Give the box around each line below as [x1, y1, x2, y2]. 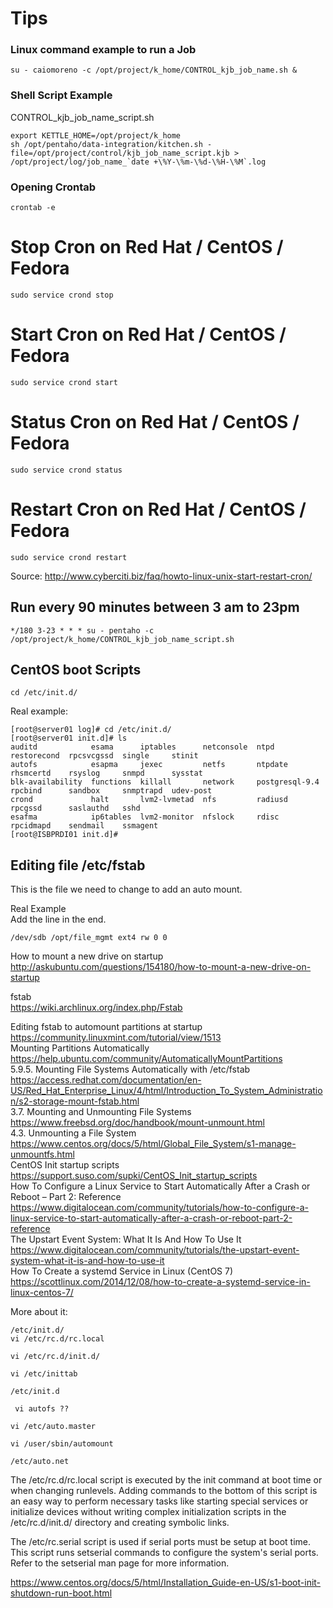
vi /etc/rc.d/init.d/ [10, 1352, 101, 1362]
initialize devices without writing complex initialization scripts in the [10, 1506, 287, 1518]
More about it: [10, 1306, 68, 1318]
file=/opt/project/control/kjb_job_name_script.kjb [10, 148, 230, 158]
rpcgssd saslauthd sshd [10, 803, 141, 814]
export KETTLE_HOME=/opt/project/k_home [10, 130, 182, 141]
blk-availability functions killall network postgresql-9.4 [10, 777, 320, 787]
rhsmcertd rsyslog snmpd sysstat [10, 768, 203, 779]
